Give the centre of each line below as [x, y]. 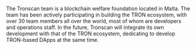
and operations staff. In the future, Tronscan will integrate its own [85, 27]
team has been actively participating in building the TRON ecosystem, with [97, 15]
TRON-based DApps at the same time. [52, 40]
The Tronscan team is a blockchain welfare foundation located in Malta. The [98, 9]
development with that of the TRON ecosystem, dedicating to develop [91, 34]
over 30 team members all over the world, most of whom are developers [94, 21]
